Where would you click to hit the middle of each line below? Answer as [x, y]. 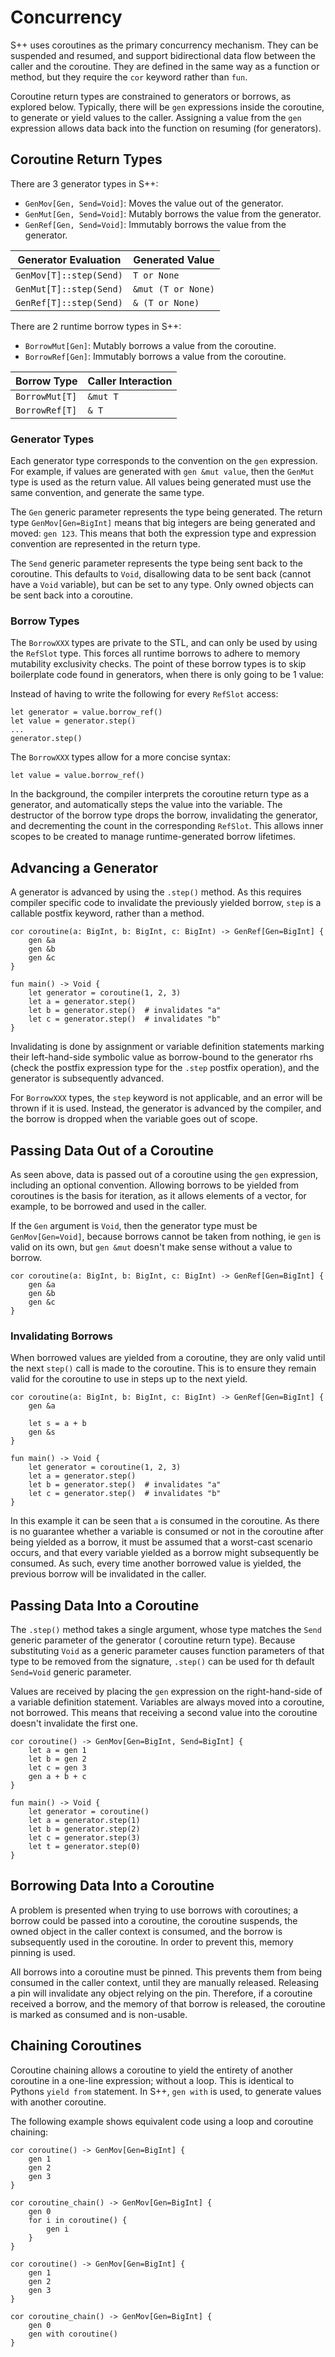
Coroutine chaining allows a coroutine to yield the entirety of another [152, 2070]
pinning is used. [43, 1952]
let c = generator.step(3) [84, 1838]
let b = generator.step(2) [84, 1829]
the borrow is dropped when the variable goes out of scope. [134, 1119]
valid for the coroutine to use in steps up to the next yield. [129, 1379]
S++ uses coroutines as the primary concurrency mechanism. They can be [164, 45]
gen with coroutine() [73, 2334]
